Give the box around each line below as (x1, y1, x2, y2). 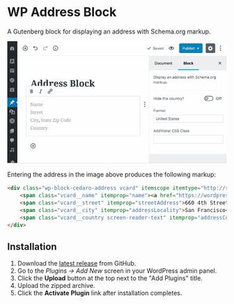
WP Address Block (7, 4, 117, 20)
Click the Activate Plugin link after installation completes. (17, 289, 182, 297)
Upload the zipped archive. (17, 282, 95, 290)
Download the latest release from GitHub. (17, 259, 136, 268)
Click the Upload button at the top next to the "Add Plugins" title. (17, 274, 203, 282)
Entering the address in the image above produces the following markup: (7, 170, 216, 178)
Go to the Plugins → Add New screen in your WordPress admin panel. (17, 266, 217, 275)
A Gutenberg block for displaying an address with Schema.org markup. (7, 27, 211, 36)
